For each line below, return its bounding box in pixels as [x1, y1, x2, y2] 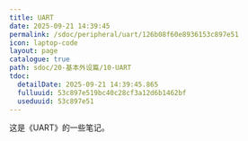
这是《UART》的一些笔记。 [9, 122, 110, 133]
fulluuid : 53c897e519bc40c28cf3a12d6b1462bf [17, 88, 187, 97]
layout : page [9, 47, 58, 56]
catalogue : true [9, 55, 70, 64]
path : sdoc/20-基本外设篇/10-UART [9, 64, 132, 73]
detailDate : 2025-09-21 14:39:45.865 [17, 80, 159, 89]
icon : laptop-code [9, 38, 78, 48]
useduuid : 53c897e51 [17, 96, 94, 106]
